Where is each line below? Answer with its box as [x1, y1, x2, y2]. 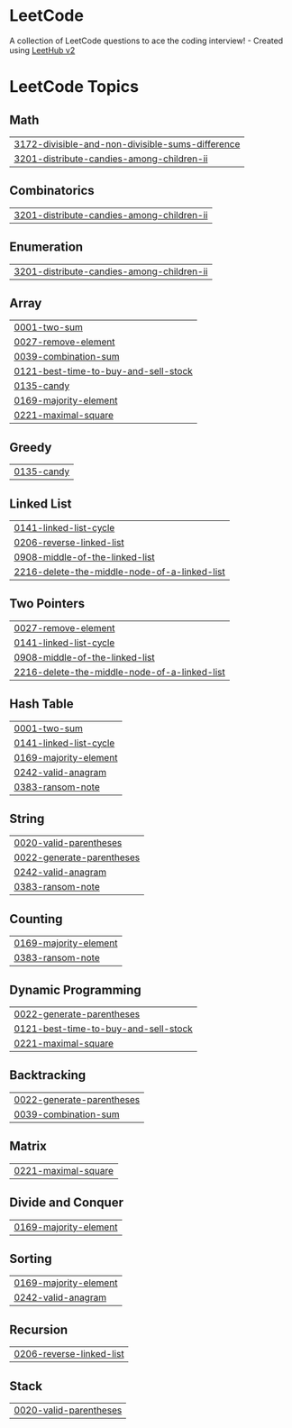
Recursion [9, 1322, 68, 1337]
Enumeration [9, 240, 84, 255]
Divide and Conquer [9, 1195, 124, 1211]
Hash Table [9, 696, 74, 712]
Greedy [9, 439, 52, 455]
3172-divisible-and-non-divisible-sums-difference [14, 137, 241, 150]
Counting [9, 911, 63, 927]
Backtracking [9, 1067, 87, 1083]
